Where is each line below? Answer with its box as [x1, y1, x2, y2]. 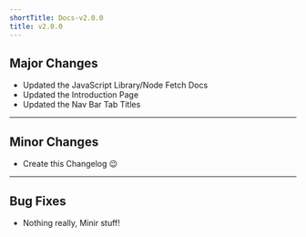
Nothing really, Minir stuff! [22, 217, 121, 228]
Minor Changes [9, 134, 99, 149]
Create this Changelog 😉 [22, 159, 118, 170]
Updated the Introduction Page [22, 89, 139, 100]
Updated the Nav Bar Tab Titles [22, 99, 141, 110]
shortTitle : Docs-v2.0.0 [9, 13, 104, 23]
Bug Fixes [9, 193, 66, 209]
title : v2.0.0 [9, 22, 64, 31]
